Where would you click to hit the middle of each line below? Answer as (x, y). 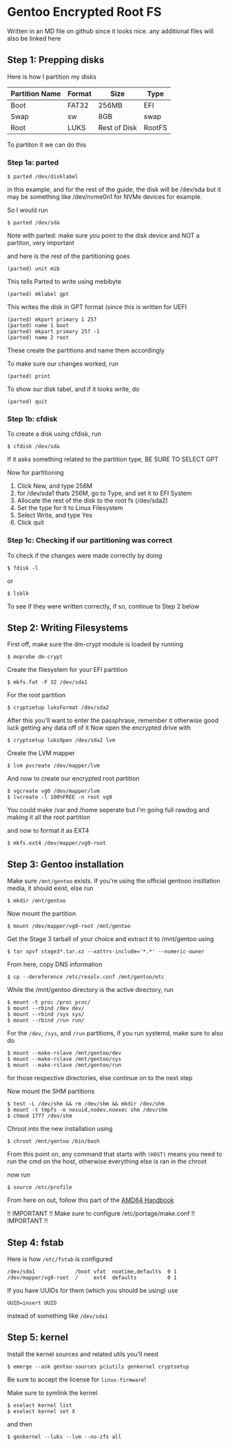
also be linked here (34, 38)
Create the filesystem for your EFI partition (67, 670)
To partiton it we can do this (47, 145)
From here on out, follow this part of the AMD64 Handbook (91, 1200)
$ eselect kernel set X (41, 1411)
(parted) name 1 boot (38, 326)
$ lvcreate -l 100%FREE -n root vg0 (60, 797)
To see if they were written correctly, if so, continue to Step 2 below (103, 606)
